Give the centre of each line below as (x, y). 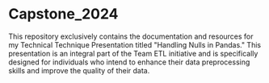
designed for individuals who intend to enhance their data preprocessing (129, 62)
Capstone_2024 (63, 14)
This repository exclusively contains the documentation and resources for (131, 36)
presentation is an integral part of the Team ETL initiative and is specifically (133, 53)
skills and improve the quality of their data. (79, 70)
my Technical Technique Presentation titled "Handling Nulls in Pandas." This (134, 44)
